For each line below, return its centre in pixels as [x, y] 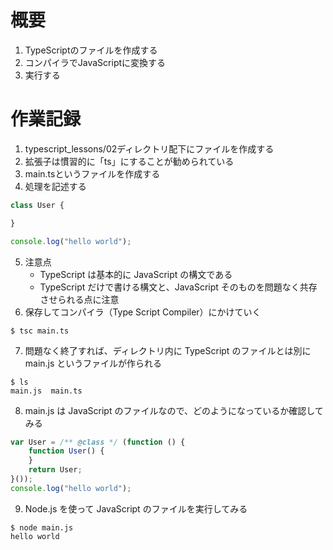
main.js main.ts [46, 391]
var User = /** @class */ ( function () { [98, 442]
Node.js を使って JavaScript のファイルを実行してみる [136, 508]
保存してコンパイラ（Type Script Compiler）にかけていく [143, 312]
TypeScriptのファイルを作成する [91, 50]
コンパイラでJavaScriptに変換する [95, 62]
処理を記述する [55, 186]
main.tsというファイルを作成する [92, 173]
